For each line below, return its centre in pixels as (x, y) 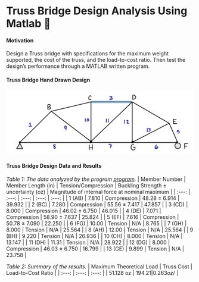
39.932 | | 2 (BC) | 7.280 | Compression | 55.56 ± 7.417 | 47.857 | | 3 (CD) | (97, 204)
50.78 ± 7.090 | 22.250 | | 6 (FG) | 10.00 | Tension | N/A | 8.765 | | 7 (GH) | (97, 223)
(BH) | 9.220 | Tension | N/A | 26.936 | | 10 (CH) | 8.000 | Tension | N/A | (94, 236)
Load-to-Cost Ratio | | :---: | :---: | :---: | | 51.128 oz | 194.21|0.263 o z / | (92, 272)
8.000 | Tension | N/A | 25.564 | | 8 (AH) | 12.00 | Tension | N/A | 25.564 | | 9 (100, 230)
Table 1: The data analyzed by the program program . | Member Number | (96, 179)
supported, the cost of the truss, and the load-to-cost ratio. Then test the (96, 60)
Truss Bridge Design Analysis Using (97, 11)
